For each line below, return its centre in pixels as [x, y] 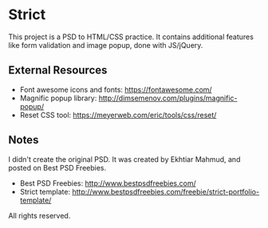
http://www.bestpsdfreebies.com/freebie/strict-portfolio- [166, 191]
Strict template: [45, 191]
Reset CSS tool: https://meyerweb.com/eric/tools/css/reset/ [118, 115]
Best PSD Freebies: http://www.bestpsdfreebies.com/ [108, 183]
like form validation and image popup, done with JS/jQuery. [106, 45]
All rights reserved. [39, 215]
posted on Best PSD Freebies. [57, 167]
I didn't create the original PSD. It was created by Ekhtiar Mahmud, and [124, 159]
